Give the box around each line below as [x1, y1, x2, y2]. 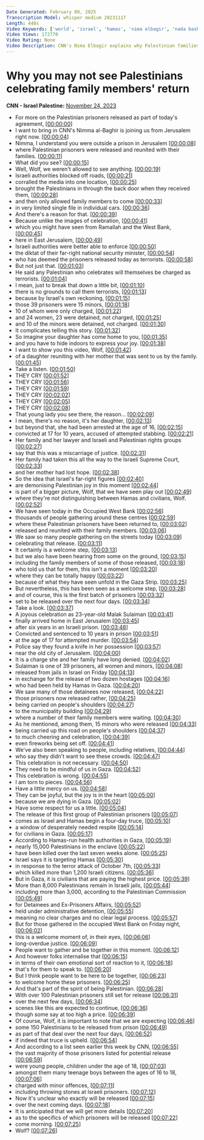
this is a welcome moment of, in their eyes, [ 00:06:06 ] [15, 933, 151, 940]
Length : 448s [6, 20, 39, 26]
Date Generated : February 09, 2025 [6, 9, 97, 15]
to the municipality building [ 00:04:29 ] [15, 707, 112, 714]
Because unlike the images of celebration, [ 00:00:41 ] [15, 217, 148, 224]
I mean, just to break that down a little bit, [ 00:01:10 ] [15, 281, 145, 288]
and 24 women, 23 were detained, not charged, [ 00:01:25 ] [15, 313, 162, 321]
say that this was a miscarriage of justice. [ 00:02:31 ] [15, 449, 147, 456]
